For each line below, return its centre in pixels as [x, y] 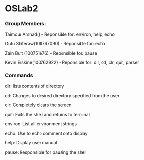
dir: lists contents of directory [35, 86]
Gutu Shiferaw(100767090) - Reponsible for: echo [55, 44]
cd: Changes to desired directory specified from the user [62, 95]
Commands [19, 75]
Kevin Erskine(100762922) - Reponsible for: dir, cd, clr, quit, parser [72, 63]
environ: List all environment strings [41, 124]
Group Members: [26, 24]
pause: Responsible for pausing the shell [46, 152]
